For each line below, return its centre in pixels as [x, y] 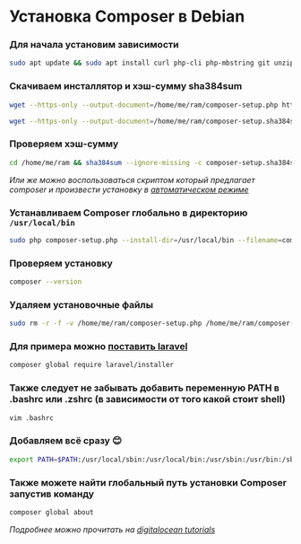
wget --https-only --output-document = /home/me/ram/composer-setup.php [144, 105]
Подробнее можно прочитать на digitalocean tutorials [112, 529]
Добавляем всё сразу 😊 [66, 441]
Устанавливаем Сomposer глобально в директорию [129, 213]
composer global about [52, 512]
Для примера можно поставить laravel [99, 347]
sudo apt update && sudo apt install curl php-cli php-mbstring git [140, 63]
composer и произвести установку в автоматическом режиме [129, 189]
